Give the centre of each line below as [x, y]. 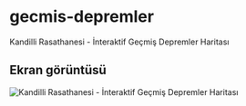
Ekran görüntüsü [58, 70]
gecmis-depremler [82, 17]
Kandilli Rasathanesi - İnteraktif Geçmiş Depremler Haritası [119, 42]
